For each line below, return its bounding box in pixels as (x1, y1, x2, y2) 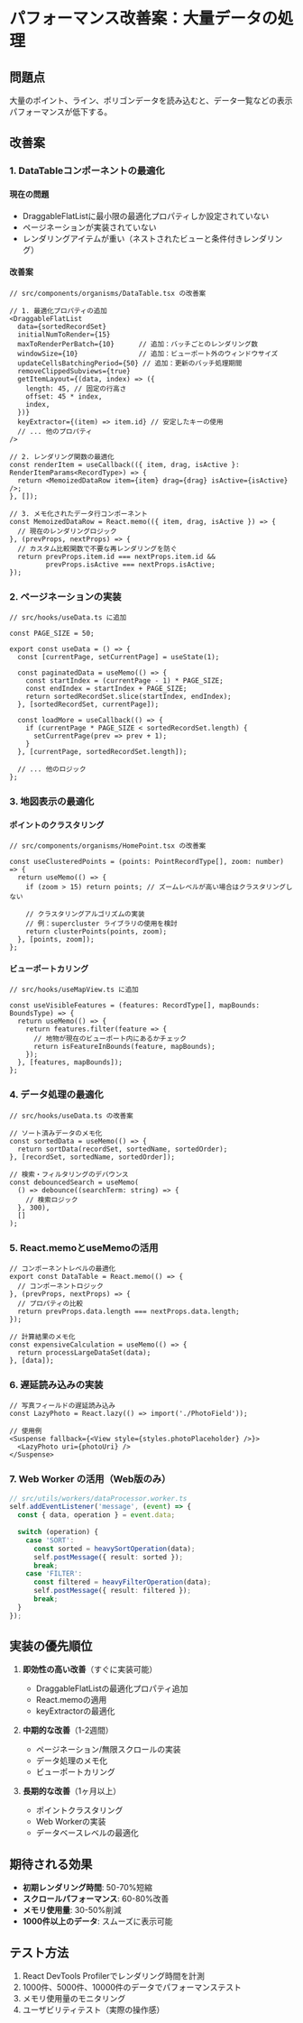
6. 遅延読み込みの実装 (9, 1378, 104, 1391)
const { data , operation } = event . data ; (17, 1511, 176, 1520)
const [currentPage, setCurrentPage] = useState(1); (17, 653, 220, 662)
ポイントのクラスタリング (9, 819, 105, 830)
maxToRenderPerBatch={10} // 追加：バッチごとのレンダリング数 (17, 339, 259, 348)
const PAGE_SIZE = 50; (9, 629, 95, 639)
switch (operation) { (17, 1528, 99, 1537)
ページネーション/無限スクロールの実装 (35, 1744, 182, 1755)
